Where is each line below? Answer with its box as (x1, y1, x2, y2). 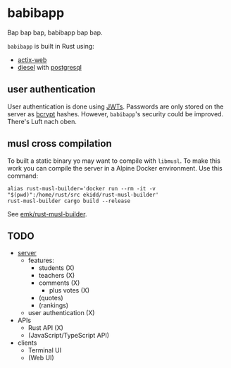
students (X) (38, 264, 75, 272)
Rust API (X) (27, 324, 63, 332)
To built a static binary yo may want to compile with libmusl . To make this (7, 157, 220, 165)
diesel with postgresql (17, 63, 82, 71)
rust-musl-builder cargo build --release (7, 197, 131, 204)
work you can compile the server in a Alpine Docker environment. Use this (7, 164, 223, 172)
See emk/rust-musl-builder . (7, 209, 87, 218)
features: (27, 256, 55, 265)
